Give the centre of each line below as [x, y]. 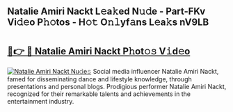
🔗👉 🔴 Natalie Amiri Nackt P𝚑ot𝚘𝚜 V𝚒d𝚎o [99, 51]
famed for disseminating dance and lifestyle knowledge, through [100, 79]
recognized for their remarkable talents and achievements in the [99, 94]
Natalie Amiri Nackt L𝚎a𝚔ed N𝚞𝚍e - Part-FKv [106, 11]
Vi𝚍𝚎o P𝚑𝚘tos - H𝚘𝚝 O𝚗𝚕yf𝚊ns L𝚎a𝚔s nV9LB [108, 23]
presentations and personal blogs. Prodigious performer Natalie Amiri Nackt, [117, 87]
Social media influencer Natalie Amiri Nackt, [156, 71]
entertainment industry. [41, 101]
